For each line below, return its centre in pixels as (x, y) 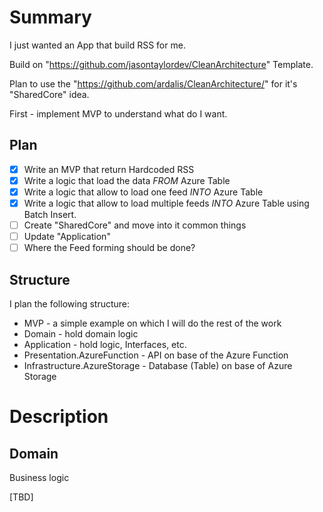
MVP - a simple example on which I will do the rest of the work (152, 323)
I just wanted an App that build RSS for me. (97, 45)
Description (59, 417)
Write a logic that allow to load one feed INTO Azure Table (143, 192)
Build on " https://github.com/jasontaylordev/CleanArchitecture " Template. (161, 64)
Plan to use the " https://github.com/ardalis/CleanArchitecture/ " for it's (153, 83)
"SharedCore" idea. (49, 94)
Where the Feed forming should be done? (109, 248)
